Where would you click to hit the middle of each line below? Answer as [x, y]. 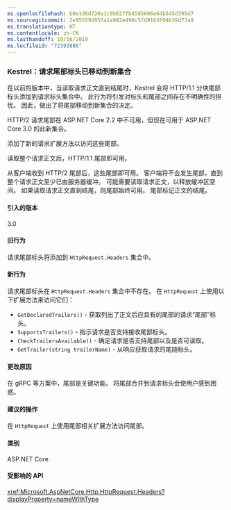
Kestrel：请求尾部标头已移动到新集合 [69, 72]
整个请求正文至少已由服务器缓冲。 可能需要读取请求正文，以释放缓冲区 [108, 182]
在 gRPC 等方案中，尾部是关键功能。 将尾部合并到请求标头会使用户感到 [109, 384]
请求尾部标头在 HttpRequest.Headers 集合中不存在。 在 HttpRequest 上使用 [113, 291]
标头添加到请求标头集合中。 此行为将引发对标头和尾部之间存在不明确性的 [111, 97]
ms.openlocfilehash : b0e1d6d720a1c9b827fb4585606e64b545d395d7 [101, 14]
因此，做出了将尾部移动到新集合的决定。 [78, 106]
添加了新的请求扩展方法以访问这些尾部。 [65, 144]
